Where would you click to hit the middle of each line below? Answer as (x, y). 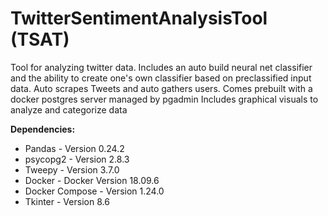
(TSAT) (40, 39)
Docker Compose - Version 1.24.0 (94, 191)
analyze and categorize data (69, 109)
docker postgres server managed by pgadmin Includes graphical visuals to (164, 99)
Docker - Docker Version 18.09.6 (92, 180)
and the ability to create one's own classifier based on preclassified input (161, 78)
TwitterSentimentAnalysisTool (139, 18)
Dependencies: (43, 129)
